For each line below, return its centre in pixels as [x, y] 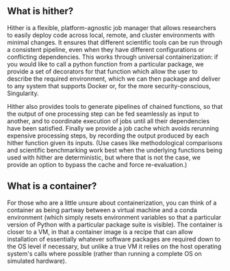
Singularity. [23, 93]
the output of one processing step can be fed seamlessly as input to [103, 114]
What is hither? [40, 11]
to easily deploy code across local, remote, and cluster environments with [111, 35]
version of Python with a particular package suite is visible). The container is [115, 224]
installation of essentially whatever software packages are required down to [114, 239]
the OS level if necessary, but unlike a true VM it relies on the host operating [114, 246]
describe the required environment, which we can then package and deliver [114, 79]
